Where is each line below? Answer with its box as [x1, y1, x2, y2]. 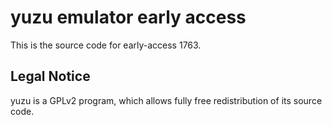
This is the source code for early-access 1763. [10, 39, 202, 51]
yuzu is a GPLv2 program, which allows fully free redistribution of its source [10, 94, 323, 106]
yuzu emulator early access [10, 6, 247, 29]
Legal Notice [10, 68, 91, 85]
